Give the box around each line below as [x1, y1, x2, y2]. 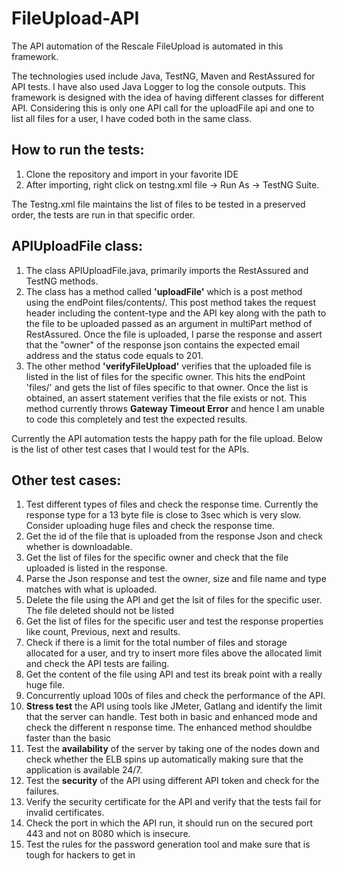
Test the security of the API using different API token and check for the [25, 775, 320, 787]
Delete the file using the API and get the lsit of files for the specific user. [25, 594, 323, 606]
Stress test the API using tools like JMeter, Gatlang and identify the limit [25, 700, 323, 712]
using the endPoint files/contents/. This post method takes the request [25, 296, 317, 308]
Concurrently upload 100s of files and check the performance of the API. [25, 690, 326, 702]
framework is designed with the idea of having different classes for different [11, 91, 325, 103]
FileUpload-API [11, 7, 140, 30]
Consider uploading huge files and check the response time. [25, 520, 275, 532]
